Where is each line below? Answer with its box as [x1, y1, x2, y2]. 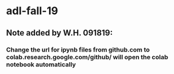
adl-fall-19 [6, 4, 58, 18]
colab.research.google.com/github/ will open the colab [6, 53, 169, 61]
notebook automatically [6, 60, 76, 69]
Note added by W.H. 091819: [6, 28, 113, 38]
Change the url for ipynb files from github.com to [6, 46, 150, 54]
